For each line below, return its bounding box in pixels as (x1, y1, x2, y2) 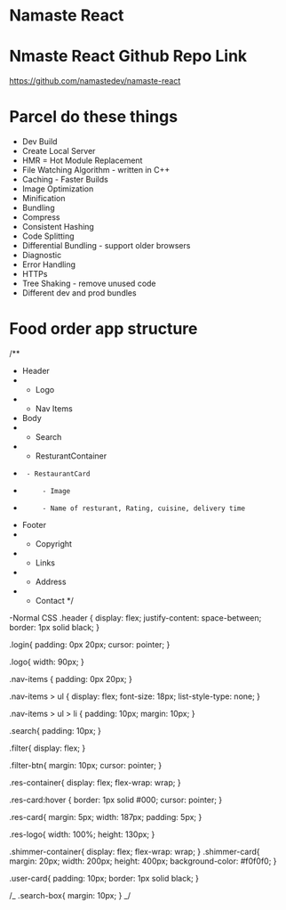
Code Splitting (21, 231, 75, 241)
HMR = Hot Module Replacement (21, 155, 143, 166)
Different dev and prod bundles (21, 288, 137, 298)
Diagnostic (21, 250, 62, 261)
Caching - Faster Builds (21, 175, 108, 185)
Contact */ (35, 596, 74, 605)
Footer (21, 520, 47, 530)
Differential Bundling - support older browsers (21, 240, 191, 251)
